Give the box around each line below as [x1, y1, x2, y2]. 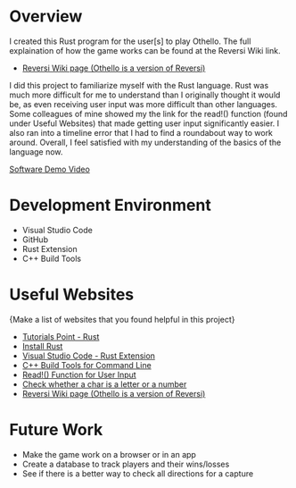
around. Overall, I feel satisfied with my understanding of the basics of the [9, 137, 282, 147]
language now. [9, 146, 63, 157]
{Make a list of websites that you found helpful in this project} [9, 314, 235, 324]
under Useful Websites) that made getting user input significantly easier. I [9, 118, 280, 129]
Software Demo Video [9, 164, 91, 174]
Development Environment [9, 195, 211, 215]
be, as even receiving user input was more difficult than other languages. [9, 98, 278, 109]
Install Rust [21, 341, 63, 351]
